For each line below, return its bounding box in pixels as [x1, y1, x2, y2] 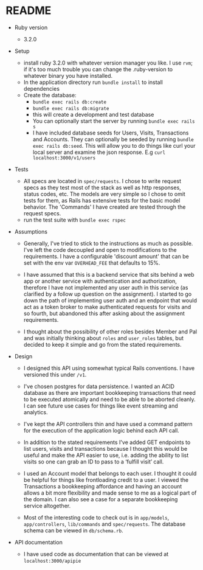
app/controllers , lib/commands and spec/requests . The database [23, 520, 186, 527]
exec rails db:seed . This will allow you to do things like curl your [32, 142, 196, 149]
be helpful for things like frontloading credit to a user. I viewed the [23, 476, 189, 484]
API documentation [14, 538, 63, 546]
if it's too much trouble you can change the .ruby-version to [23, 65, 173, 73]
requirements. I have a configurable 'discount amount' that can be [23, 252, 189, 260]
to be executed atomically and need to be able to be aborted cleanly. [23, 395, 196, 403]
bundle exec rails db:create [32, 99, 107, 105]
